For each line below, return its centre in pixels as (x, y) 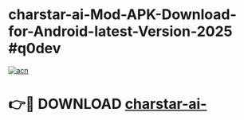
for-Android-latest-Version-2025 (120, 31)
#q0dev (35, 48)
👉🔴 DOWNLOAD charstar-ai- (108, 104)
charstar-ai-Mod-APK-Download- (122, 15)
